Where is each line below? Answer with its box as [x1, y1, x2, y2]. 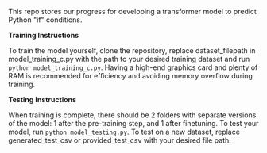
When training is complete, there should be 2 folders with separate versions [8, 110, 257, 120]
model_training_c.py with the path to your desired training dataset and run [8, 55, 250, 63]
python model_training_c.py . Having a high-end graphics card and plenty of [8, 63, 258, 72]
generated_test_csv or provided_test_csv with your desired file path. [8, 136, 232, 145]
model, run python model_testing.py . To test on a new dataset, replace [8, 127, 241, 136]
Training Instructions [8, 31, 79, 40]
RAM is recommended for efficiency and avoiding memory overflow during [8, 71, 253, 80]
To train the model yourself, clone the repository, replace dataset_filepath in [8, 46, 256, 55]
